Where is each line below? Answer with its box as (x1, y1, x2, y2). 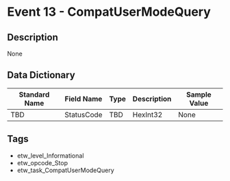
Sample (186, 90, 212, 99)
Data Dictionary (7, 69, 75, 81)
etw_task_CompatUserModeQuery (16, 166, 114, 174)
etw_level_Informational (16, 152, 84, 160)
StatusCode (64, 110, 103, 119)
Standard (18, 90, 50, 99)
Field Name (64, 94, 103, 104)
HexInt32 (132, 110, 163, 119)
